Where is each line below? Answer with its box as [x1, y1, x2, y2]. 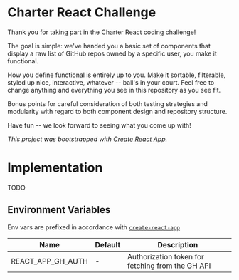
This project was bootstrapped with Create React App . [7, 135, 168, 143]
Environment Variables [7, 204, 111, 216]
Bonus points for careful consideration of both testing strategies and [7, 99, 208, 108]
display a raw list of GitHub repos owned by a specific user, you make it [7, 49, 217, 58]
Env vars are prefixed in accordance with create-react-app [7, 222, 180, 232]
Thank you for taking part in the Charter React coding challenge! [7, 28, 196, 36]
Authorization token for [127, 252, 205, 261]
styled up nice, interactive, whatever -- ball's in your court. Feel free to [7, 78, 215, 86]
